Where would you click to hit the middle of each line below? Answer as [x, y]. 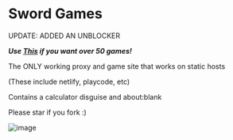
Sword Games [56, 14]
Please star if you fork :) [48, 112]
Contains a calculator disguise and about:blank [85, 96]
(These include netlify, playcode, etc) [69, 81]
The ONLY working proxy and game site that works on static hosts [117, 66]
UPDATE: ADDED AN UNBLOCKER [64, 36]
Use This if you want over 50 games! [70, 51]
